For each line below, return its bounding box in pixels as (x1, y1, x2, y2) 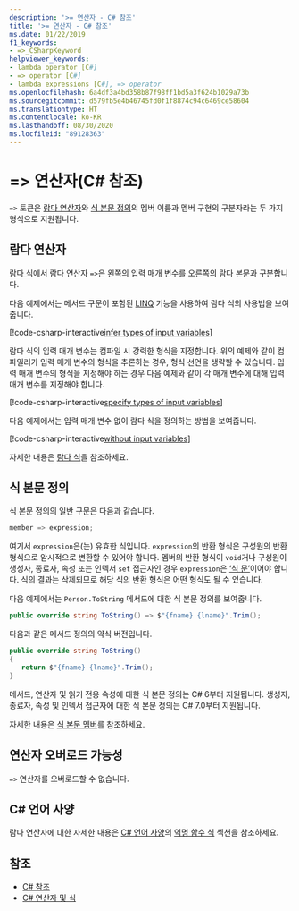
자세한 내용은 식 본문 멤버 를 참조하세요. (9, 719, 145, 729)
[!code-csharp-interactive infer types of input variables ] (9, 327, 212, 337)
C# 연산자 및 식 (21, 892, 77, 904)
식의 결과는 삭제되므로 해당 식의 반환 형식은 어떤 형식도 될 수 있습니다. (21, 575, 263, 585)
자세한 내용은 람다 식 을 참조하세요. (9, 451, 129, 462)
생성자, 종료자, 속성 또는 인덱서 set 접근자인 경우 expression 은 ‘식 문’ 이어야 (9, 563, 272, 574)
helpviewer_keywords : (9, 55, 90, 64)
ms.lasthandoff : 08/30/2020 (9, 122, 114, 131)
